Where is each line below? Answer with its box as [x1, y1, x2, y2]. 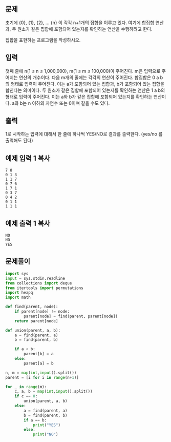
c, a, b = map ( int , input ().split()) [14, 389, 93, 394]
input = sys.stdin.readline [5, 276, 66, 281]
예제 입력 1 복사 [5, 153, 50, 163]
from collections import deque [5, 280, 72, 286]
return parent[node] [14, 318, 58, 323]
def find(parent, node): [5, 304, 58, 310]
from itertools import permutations [5, 285, 83, 291]
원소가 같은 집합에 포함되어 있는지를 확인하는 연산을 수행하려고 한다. [17, 26, 153, 32]
